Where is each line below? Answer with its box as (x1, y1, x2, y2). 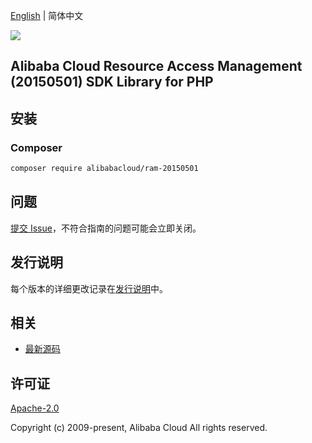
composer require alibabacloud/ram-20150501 (10, 164, 199, 174)
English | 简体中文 (10, 10, 84, 21)
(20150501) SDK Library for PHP (10, 74, 214, 91)
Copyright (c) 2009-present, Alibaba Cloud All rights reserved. (10, 422, 268, 434)
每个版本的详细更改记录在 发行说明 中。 (10, 282, 168, 294)
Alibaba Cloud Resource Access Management (10, 58, 303, 75)
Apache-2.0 (10, 402, 60, 414)
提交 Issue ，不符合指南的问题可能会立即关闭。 (10, 222, 202, 234)
